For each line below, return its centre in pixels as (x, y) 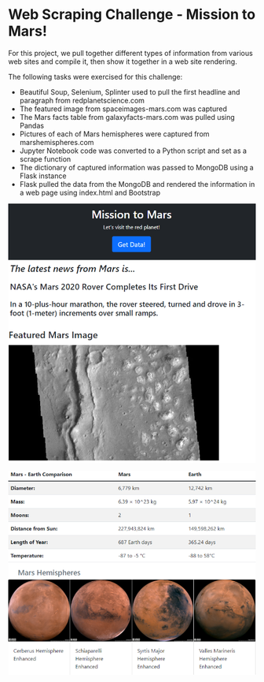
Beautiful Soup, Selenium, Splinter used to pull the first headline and (130, 91)
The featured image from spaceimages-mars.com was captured (123, 109)
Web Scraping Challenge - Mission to (132, 15)
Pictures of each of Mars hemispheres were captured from (114, 134)
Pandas (32, 125)
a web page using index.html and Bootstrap (90, 192)
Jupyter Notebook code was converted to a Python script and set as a (133, 151)
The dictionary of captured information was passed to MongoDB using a (136, 167)
